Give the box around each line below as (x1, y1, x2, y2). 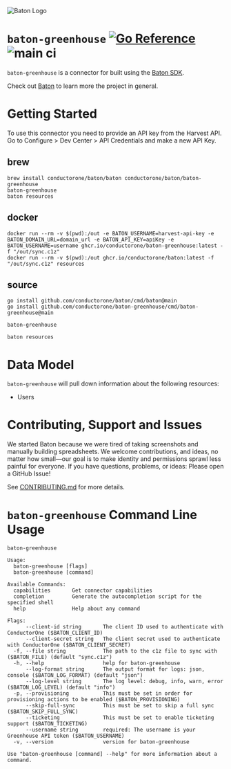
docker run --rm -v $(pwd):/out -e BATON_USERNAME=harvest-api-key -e (7, 230, 214, 237)
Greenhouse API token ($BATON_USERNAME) (7, 732, 125, 740)
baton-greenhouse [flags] (13, 563, 88, 570)
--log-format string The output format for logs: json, (25, 666, 205, 673)
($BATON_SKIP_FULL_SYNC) (7, 708, 79, 716)
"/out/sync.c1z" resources (7, 260, 85, 267)
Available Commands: (7, 581, 67, 588)
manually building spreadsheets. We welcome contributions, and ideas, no (7, 447, 219, 456)
